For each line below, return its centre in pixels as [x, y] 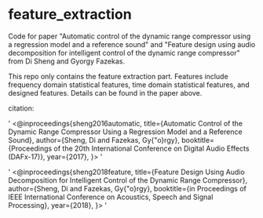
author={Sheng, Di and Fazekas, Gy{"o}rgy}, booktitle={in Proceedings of [128, 188]
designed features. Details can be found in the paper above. [105, 93]
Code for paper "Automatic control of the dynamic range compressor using [130, 36]
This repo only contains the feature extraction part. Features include [119, 76]
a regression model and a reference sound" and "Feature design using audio [132, 44]
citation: [21, 108]
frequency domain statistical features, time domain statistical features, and [129, 85]
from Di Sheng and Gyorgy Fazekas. [67, 61]
